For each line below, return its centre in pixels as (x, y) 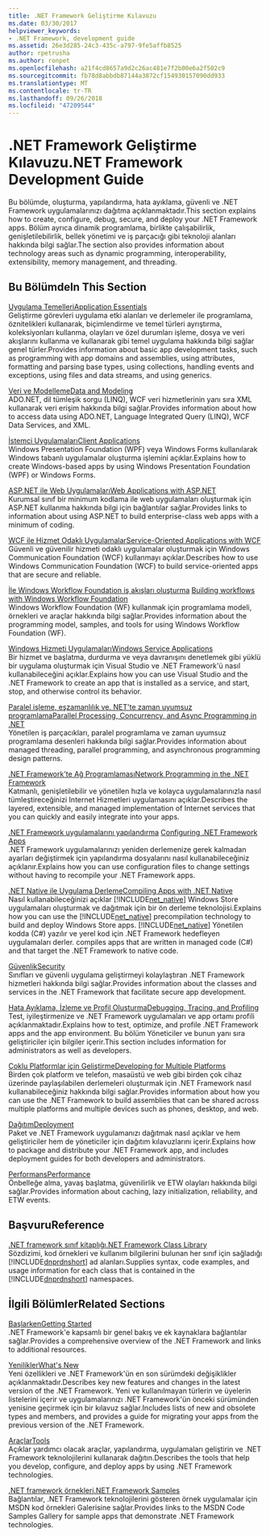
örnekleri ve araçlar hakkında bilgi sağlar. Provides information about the (128, 615)
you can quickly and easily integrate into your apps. (94, 816)
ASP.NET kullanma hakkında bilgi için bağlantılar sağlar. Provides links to (128, 507)
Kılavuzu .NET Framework (96, 163)
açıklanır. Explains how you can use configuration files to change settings (129, 866)
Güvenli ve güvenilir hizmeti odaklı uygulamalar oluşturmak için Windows (129, 549)
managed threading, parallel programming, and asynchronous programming (134, 749)
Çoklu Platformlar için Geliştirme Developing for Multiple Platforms (117, 1066)
